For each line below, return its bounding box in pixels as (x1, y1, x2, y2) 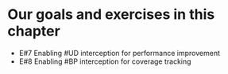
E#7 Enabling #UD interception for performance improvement (18, 48, 220, 57)
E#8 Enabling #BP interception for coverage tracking (18, 57, 191, 66)
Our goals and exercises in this (7, 6, 215, 24)
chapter (7, 22, 60, 40)
